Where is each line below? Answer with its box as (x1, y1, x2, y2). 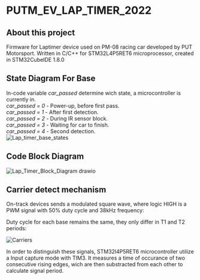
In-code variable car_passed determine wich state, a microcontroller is (6, 89, 181, 97)
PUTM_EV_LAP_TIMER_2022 (6, 4, 151, 17)
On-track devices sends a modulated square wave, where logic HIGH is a (6, 200, 187, 207)
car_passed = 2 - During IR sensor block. (6, 115, 108, 122)
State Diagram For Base (6, 73, 96, 84)
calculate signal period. (6, 267, 64, 275)
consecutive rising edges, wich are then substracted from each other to (6, 261, 183, 268)
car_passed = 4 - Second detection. (6, 127, 96, 135)
